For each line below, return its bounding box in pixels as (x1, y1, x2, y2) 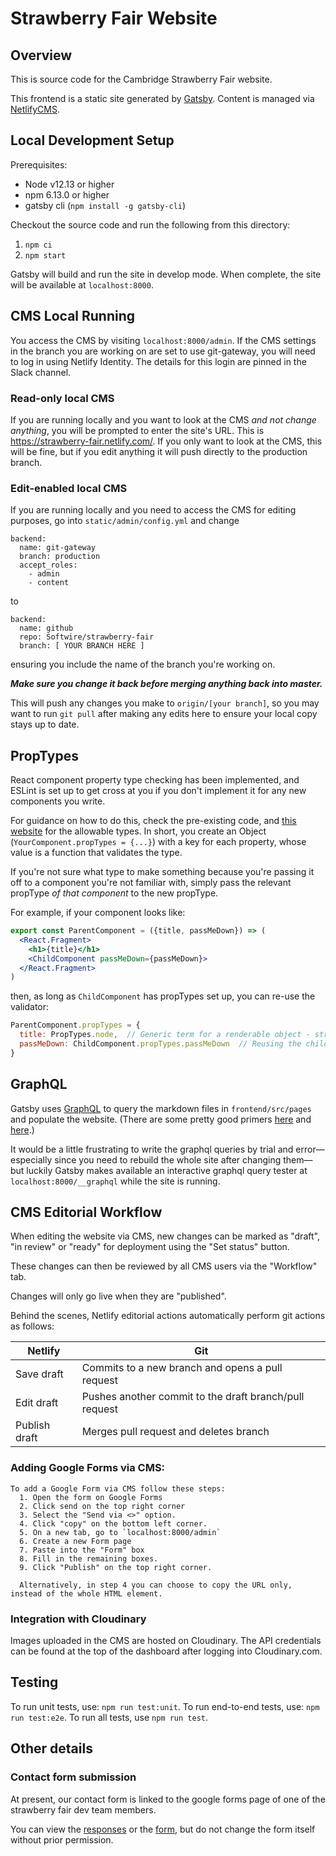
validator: (10, 1001, 50, 1013)
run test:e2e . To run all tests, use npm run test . (10, 1711, 209, 1723)
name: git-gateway (19, 543, 97, 553)
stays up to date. (10, 718, 80, 731)
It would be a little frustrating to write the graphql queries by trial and (10, 1143, 294, 1155)
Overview (10, 47, 73, 64)
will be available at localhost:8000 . (10, 278, 154, 291)
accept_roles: (19, 560, 78, 571)
